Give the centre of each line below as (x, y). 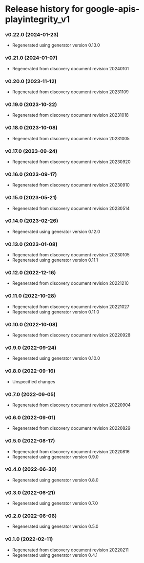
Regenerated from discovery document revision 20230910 (71, 185)
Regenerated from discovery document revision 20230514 (71, 208)
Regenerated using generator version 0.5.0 (55, 526)
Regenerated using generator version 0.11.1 (55, 260)
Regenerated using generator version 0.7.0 (55, 503)
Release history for (44, 9)
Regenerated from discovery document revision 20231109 (71, 92)
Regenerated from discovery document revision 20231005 (71, 138)
